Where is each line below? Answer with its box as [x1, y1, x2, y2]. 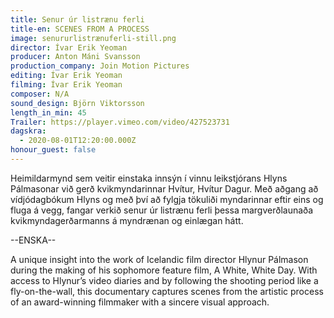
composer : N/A [10, 89, 70, 99]
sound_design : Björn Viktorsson [10, 98, 145, 108]
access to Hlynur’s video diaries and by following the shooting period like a [10, 274, 319, 286]
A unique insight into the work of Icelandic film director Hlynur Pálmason [10, 253, 309, 265]
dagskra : [10, 126, 47, 136]
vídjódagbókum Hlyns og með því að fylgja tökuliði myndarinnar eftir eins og [10, 193, 324, 205]
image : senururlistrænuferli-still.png [10, 33, 177, 43]
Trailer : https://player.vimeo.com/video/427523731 [10, 117, 230, 127]
